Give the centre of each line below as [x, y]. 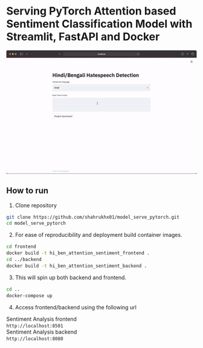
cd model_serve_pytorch [36, 224]
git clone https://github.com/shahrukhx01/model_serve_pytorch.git [93, 217]
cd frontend [21, 247]
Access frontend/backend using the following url [76, 307]
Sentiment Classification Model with [99, 24]
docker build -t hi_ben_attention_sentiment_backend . [77, 266]
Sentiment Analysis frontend [42, 319]
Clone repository [36, 205]
